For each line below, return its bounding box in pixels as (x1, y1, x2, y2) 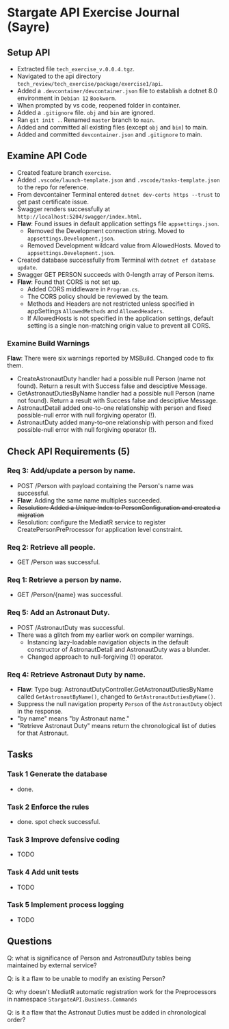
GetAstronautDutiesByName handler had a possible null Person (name (16, 389, 215, 398)
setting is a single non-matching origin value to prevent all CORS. (27, 321, 211, 330)
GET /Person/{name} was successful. (16, 591, 123, 599)
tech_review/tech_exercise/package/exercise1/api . (16, 80, 163, 87)
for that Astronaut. (16, 729, 69, 737)
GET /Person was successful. (16, 558, 100, 566)
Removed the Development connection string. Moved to (27, 226, 185, 234)
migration (16, 511, 44, 519)
